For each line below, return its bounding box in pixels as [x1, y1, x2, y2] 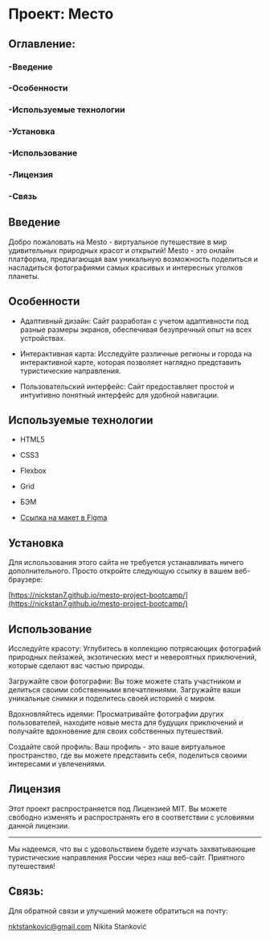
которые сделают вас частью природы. [8, 661, 145, 671]
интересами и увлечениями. [8, 759, 107, 769]
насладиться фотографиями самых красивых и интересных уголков [8, 263, 243, 272]
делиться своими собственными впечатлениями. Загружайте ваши [8, 685, 241, 695]
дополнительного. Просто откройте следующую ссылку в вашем [8, 566, 233, 576]
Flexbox [19, 466, 47, 476]
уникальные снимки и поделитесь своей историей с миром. [8, 694, 217, 704]
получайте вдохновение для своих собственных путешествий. [8, 726, 224, 736]
